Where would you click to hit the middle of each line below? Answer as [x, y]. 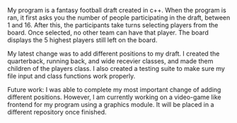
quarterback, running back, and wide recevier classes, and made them [110, 61]
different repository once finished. [57, 112]
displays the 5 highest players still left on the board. [82, 40]
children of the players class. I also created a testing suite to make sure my [116, 69]
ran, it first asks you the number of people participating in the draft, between [119, 18]
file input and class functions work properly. [71, 76]
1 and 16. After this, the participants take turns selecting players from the [113, 25]
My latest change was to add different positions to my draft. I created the [114, 53]
